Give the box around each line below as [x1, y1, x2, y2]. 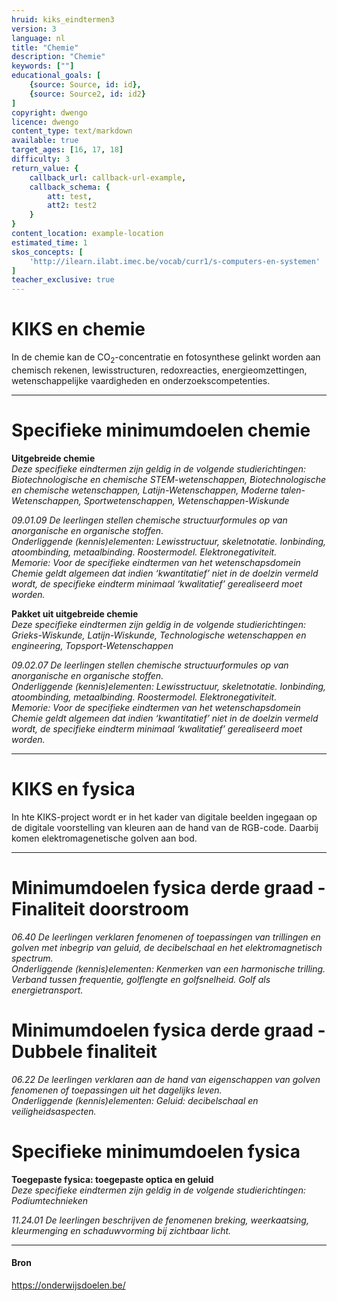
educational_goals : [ [11, 71, 102, 81]
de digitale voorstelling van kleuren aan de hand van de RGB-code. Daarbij [11, 821, 319, 833]
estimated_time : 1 [11, 237, 88, 248]
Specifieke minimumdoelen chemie [11, 419, 311, 442]
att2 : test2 [47, 201, 98, 211]
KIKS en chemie [11, 318, 146, 341]
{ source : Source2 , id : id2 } [29, 89, 146, 99]
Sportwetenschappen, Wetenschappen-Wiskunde [83, 494, 290, 506]
